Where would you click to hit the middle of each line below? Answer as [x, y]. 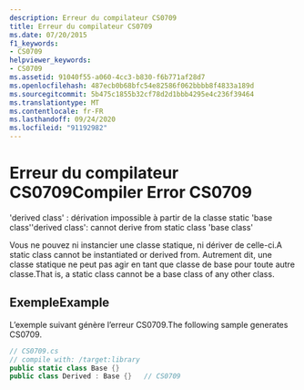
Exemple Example [60, 303]
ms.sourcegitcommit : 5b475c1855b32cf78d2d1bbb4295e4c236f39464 [132, 94]
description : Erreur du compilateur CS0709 [93, 18]
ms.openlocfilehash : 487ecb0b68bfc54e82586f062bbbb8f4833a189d [132, 86]
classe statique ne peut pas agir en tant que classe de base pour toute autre [152, 264]
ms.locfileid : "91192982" [58, 128]
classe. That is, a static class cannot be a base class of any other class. [142, 273]
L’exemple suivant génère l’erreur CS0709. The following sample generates [149, 324]
